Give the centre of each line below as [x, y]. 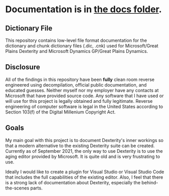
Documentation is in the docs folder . [83, 9]
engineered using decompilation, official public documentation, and [76, 85]
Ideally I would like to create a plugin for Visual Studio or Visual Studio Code [85, 172]
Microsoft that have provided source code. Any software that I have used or [84, 96]
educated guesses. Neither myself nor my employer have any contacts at [82, 90]
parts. [36, 188]
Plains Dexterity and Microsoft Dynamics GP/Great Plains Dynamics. [77, 51]
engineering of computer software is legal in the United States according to [84, 106]
